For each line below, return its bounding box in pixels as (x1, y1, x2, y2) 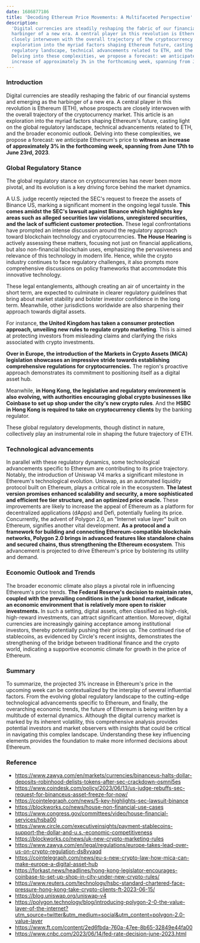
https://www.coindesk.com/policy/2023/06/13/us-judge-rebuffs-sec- (14, 784, 186, 792)
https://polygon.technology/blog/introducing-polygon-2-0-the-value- (14, 898, 186, 906)
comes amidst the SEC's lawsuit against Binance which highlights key (6, 208, 183, 215)
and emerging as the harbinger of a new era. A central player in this (6, 98, 172, 105)
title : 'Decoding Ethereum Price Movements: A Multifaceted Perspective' (6, 14, 193, 20)
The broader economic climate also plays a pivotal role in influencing (6, 582, 175, 589)
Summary (6, 666, 36, 675)
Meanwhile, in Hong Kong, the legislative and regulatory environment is (6, 387, 186, 394)
